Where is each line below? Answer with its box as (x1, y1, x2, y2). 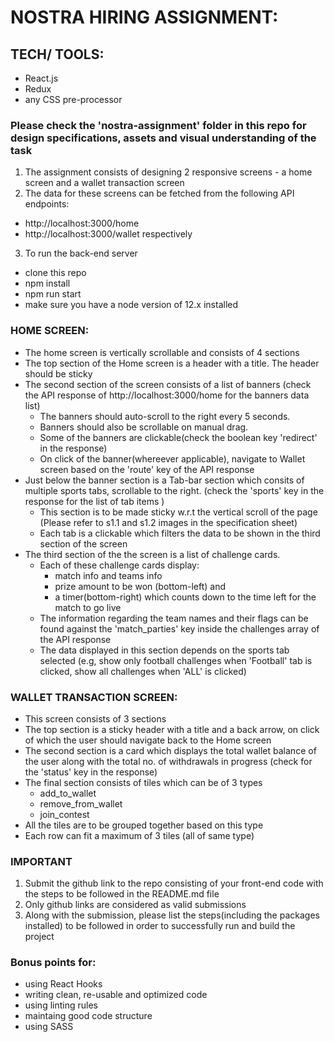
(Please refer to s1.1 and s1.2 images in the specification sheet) (39, 516, 298, 528)
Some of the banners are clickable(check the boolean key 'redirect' (39, 431, 318, 443)
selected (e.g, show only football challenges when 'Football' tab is (39, 654, 313, 666)
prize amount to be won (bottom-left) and (54, 580, 227, 592)
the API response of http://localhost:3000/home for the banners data (24, 389, 310, 401)
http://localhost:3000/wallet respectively (24, 228, 193, 240)
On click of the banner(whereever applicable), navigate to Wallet (39, 452, 306, 465)
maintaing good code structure (24, 1010, 153, 1022)
